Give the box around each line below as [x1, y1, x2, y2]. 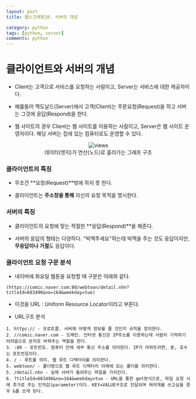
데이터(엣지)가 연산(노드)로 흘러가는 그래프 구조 [44, 149, 152, 156]
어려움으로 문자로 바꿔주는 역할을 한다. [6, 338, 88, 344]
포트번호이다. [12, 350, 40, 357]
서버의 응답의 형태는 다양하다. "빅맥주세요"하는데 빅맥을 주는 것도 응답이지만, [14, 235, 190, 242]
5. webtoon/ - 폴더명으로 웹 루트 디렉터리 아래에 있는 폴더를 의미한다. [6, 363, 160, 369]
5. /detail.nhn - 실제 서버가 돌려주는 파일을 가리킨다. [6, 369, 128, 376]
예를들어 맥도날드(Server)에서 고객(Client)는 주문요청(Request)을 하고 [14, 103, 176, 110]
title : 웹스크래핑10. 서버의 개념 [6, 14, 78, 20]
